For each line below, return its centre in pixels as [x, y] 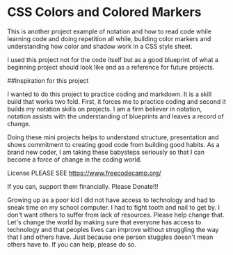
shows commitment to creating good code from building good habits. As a [114, 144]
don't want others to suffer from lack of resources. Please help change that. [116, 215]
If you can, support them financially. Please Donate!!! [83, 186]
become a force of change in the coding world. [74, 159]
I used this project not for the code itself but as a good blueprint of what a [113, 59]
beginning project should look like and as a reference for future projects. [111, 67]
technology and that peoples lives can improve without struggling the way [113, 229]
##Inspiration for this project [48, 80]
